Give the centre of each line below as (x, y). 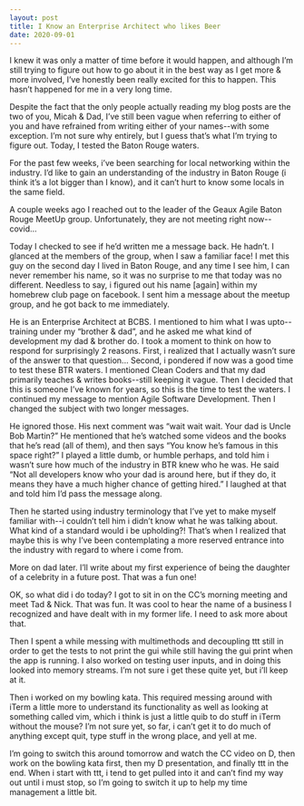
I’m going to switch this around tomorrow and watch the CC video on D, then (152, 753)
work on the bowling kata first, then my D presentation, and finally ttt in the (149, 763)
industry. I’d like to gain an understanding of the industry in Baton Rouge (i (148, 172)
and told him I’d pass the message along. (86, 494)
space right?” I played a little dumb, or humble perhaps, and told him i (139, 456)
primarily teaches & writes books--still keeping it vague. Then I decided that (151, 380)
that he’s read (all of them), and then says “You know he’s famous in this (144, 446)
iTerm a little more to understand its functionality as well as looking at (139, 707)
